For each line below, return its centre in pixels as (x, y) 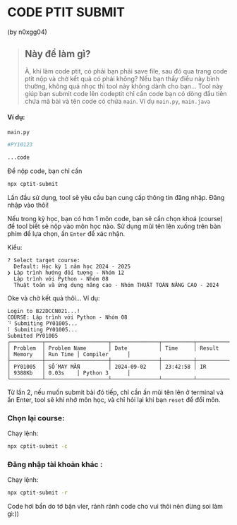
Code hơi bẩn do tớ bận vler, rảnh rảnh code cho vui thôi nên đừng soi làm (115, 506)
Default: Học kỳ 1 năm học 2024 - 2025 (72, 266)
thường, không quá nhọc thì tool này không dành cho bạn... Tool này (124, 86)
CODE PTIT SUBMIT (66, 12)
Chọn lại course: (36, 418)
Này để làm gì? (57, 54)
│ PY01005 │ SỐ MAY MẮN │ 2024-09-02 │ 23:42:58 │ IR (107, 367)
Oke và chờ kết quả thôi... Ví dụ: (54, 298)
